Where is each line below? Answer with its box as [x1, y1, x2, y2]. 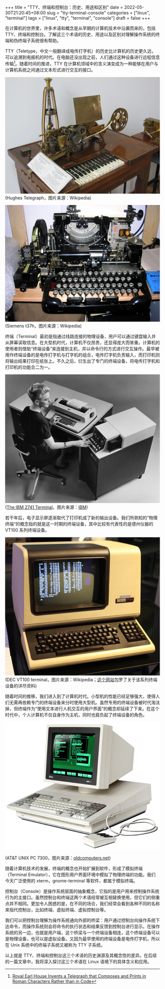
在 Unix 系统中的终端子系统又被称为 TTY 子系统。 [5, 942, 106, 948]
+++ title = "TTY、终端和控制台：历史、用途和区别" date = [5, 4, 124, 10]
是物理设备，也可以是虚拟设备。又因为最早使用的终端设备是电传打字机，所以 [5, 936, 160, 942]
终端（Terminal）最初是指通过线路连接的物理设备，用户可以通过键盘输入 [5, 333, 152, 339]
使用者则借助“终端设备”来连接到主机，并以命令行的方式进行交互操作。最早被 [5, 345, 160, 351]
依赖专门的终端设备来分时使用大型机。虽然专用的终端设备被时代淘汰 [22, 699, 160, 705]
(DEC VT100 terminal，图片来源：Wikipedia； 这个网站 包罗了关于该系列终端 [5, 677, 158, 683]
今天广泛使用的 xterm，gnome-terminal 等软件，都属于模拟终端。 [5, 877, 138, 883]
